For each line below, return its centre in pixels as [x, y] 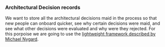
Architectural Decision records [43, 7]
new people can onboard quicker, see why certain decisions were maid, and [83, 23]
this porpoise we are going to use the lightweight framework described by [80, 34]
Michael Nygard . [22, 39]
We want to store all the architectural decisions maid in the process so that [81, 18]
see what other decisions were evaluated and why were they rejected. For [80, 29]
